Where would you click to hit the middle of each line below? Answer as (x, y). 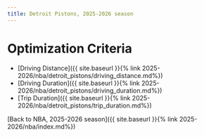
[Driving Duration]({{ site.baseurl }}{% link (79, 83)
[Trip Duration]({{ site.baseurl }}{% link (74, 98)
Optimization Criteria (70, 48)
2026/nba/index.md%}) (42, 126)
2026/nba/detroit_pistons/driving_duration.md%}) (90, 90)
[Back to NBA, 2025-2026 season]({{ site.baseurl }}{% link (93, 119)
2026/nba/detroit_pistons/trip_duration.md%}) (85, 105)
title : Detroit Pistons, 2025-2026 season (70, 14)
